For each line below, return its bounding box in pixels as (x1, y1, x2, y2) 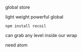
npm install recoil (5, 23, 47, 28)
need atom (5, 42, 28, 48)
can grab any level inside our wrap (5, 32, 77, 38)
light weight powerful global (5, 14, 63, 19)
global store (5, 4, 30, 10)
